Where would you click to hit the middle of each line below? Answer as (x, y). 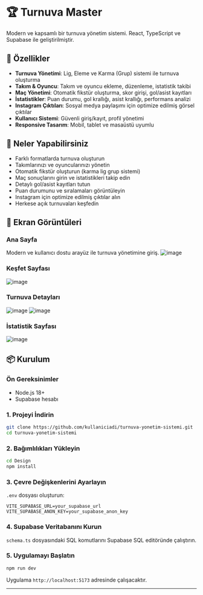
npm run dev (21, 568)
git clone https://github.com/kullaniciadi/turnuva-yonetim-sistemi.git (100, 427)
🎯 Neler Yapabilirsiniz (47, 144)
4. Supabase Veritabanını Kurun (54, 527)
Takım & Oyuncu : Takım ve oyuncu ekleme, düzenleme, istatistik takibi (103, 86)
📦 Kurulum (28, 359)
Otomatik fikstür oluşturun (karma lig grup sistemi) (78, 171)
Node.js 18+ (30, 392)
